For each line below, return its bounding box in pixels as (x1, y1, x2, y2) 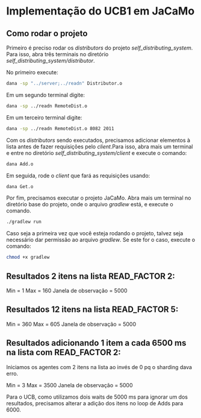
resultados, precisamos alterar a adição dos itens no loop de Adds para (6, 399, 184, 407)
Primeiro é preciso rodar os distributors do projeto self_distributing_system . (6, 44, 193, 51)
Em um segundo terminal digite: (6, 91, 85, 98)
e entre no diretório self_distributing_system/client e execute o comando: (6, 149, 187, 156)
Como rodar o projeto (6, 28, 88, 39)
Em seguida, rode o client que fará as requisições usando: (6, 172, 150, 179)
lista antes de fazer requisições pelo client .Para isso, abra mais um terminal (6, 143, 193, 150)
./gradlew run (6, 219, 42, 225)
